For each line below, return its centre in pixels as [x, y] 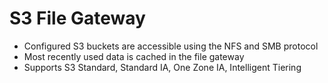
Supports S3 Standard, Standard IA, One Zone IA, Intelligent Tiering [162, 67]
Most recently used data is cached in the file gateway [134, 56]
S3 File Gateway [77, 18]
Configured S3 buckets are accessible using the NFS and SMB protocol [171, 46]
